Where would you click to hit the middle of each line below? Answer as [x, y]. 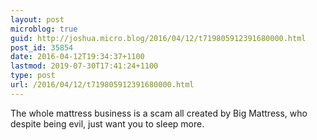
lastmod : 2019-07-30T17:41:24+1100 [84, 66]
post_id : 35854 [42, 47]
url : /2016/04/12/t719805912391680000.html [102, 85]
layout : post [37, 19]
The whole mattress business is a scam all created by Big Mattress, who [159, 113]
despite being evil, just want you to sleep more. [107, 123]
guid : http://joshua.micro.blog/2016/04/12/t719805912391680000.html [158, 38]
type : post [33, 76]
